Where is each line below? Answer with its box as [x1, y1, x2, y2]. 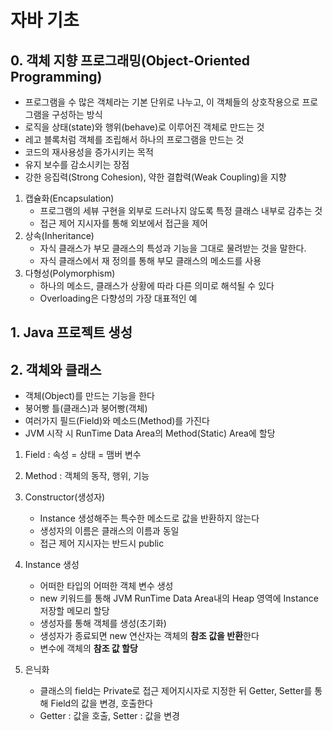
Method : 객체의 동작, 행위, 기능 [24, 470, 150, 482]
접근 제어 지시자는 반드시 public [39, 537, 165, 550]
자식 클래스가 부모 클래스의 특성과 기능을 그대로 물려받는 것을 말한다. [39, 242, 307, 254]
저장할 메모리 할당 [39, 605, 110, 617]
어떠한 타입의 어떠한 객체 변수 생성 [39, 580, 174, 592]
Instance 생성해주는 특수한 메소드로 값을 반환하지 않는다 [39, 512, 260, 525]
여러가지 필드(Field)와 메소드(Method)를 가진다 [24, 415, 210, 427]
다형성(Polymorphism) [24, 267, 116, 279]
